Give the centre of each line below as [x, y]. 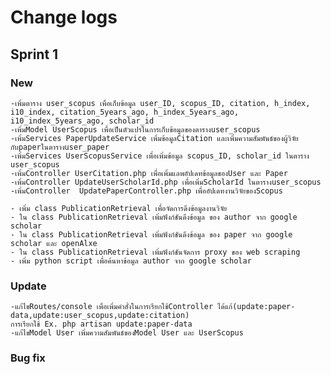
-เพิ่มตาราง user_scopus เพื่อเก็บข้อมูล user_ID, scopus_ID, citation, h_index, [160, 103]
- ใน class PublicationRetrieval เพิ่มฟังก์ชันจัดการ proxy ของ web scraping [155, 252]
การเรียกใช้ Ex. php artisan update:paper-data [101, 324]
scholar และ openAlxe [54, 243]
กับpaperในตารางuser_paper [60, 147]
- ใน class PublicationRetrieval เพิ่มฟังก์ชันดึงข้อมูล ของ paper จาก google [151, 234]
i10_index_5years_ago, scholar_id [82, 121]
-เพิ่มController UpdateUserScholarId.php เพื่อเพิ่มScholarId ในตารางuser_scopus [166, 182]
